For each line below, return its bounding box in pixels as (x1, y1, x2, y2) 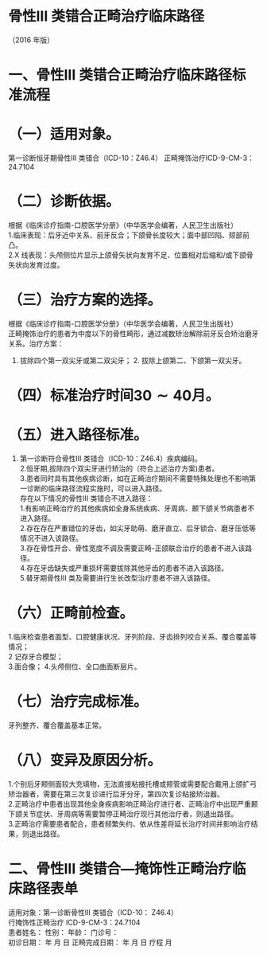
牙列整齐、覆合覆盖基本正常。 (8, 720, 106, 729)
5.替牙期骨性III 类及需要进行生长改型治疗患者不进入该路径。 (19, 573, 215, 583)
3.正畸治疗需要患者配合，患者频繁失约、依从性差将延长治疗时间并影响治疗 (8, 819, 252, 828)
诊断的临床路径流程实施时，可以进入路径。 (26, 483, 167, 494)
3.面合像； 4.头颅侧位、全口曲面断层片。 (8, 662, 141, 671)
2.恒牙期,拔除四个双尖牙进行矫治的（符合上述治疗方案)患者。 (19, 463, 219, 474)
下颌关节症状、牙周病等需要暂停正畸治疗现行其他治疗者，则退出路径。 (8, 809, 238, 819)
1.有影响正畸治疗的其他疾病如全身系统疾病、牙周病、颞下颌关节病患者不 (19, 503, 255, 514)
